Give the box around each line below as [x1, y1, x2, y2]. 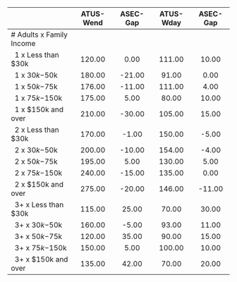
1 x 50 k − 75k [14, 82, 58, 91]
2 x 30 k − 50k [14, 145, 58, 154]
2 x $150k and [14, 180, 63, 189]
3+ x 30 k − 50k [14, 220, 63, 230]
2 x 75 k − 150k [14, 168, 63, 178]
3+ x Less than [14, 200, 64, 209]
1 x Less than [14, 50, 59, 59]
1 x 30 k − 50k [14, 70, 58, 80]
